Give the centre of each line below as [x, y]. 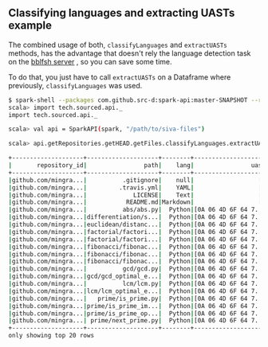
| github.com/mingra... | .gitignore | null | [101, 180]
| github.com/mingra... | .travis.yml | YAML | [101, 187]
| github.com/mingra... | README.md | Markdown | [101, 202]
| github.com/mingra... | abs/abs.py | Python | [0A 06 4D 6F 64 [128, 210]
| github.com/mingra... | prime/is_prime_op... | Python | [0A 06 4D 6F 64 [128, 314]
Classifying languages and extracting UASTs [122, 13]
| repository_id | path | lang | [101, 166]
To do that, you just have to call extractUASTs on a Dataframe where [120, 77]
